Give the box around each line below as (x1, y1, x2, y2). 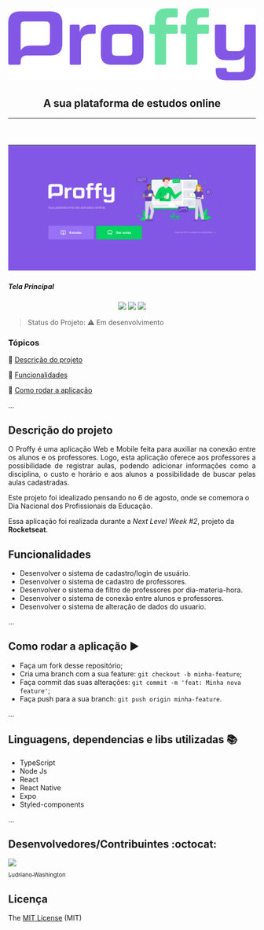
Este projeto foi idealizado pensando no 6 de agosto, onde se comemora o (8, 493, 250, 503)
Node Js (19, 766, 47, 775)
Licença (8, 892, 49, 906)
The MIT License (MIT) (8, 914, 82, 922)
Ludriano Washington (8, 871, 66, 879)
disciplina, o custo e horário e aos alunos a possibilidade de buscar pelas (8, 470, 256, 479)
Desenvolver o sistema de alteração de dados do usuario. (19, 602, 207, 611)
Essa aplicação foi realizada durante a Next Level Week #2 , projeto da (8, 517, 234, 526)
